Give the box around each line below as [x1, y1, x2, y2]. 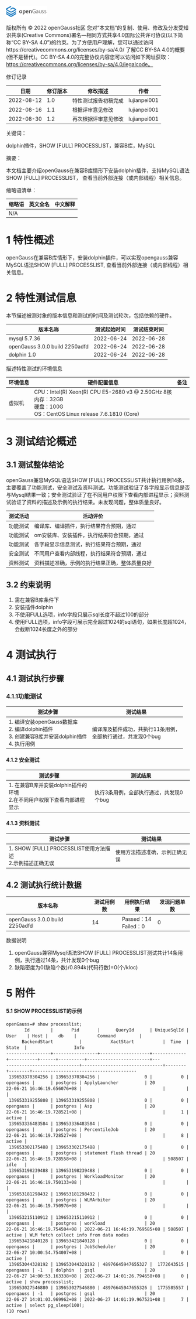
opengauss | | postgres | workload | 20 [6, 1221, 156, 1226]
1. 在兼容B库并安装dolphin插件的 [8, 782, 87, 789]
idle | [6, 1162, 27, 1168]
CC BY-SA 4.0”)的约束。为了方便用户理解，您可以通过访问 [13, 39, 153, 46]
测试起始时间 [94, 326, 126, 333]
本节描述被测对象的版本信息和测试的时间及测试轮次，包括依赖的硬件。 [6, 312, 175, 319]
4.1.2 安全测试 [6, 756, 40, 763]
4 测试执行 [6, 648, 57, 662]
